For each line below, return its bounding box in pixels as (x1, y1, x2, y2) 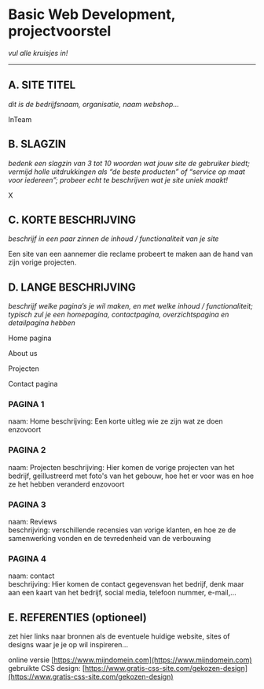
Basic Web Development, (8, 6, 175, 24)
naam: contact (8, 571, 55, 580)
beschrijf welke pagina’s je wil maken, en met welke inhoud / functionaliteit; (8, 302, 253, 311)
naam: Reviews (8, 517, 57, 527)
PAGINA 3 (8, 498, 46, 509)
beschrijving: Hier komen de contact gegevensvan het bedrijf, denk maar (8, 580, 244, 589)
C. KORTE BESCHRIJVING (8, 213, 136, 226)
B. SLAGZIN (8, 138, 67, 151)
